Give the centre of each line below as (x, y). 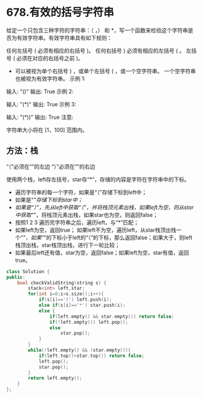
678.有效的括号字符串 (60, 12)
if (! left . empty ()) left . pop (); (89, 322)
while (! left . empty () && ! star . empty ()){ (79, 350)
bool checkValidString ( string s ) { (62, 283)
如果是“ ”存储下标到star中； (49, 199)
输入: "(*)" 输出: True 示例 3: (41, 104)
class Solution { (28, 271)
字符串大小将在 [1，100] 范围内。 (47, 130)
